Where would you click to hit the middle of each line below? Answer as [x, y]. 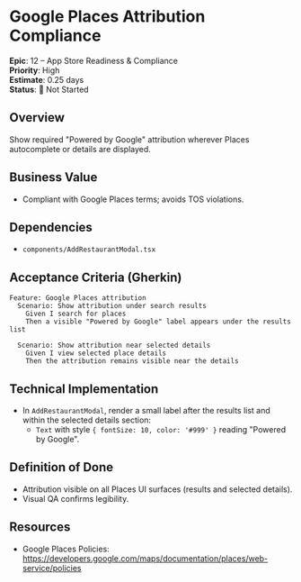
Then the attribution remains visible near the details [133, 361]
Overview [37, 118]
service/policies [52, 568]
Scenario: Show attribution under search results [112, 306]
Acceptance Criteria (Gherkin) [96, 277]
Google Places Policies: [66, 549]
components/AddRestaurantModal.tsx [89, 250]
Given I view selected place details [96, 353]
